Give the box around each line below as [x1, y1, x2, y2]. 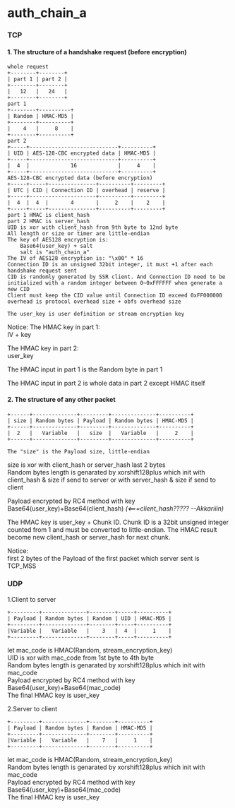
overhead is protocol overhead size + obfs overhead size [7, 298, 181, 305]
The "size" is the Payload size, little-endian [7, 448, 150, 455]
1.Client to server [7, 595, 56, 603]
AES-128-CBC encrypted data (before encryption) [7, 174, 153, 182]
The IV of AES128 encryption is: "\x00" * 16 [7, 255, 143, 262]
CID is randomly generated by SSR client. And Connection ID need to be [7, 273, 226, 280]
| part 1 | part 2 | [7, 76, 68, 83]
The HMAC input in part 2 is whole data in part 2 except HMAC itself [7, 379, 206, 388]
